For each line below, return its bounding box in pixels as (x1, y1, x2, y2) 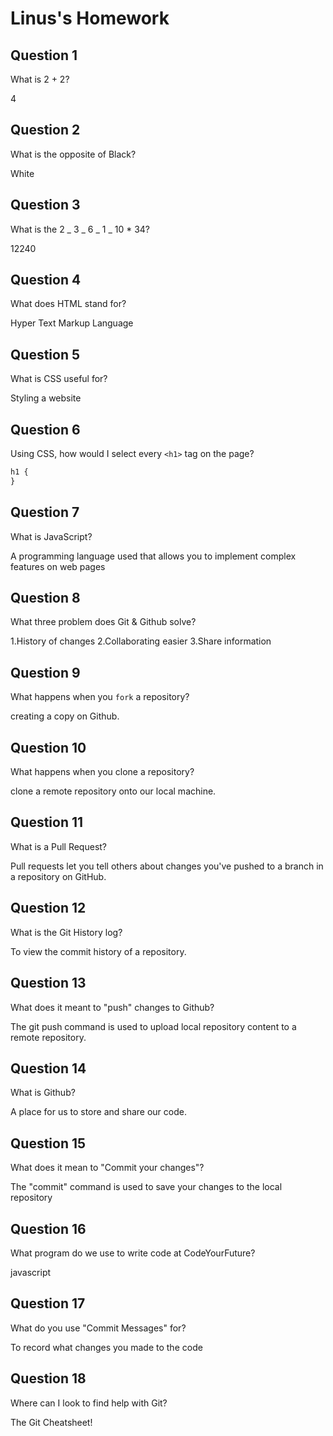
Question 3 (10, 197, 81, 214)
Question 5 (10, 346, 81, 363)
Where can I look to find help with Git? (10, 1397, 168, 1409)
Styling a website (10, 392, 82, 404)
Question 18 (10, 1370, 87, 1387)
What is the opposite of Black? (10, 148, 137, 160)
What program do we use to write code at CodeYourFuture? (10, 1247, 256, 1259)
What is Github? (10, 1087, 76, 1099)
